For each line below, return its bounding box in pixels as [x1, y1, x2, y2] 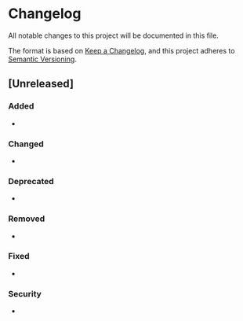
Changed [8, 138, 45, 149]
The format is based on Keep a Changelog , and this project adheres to [8, 46, 235, 55]
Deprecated [8, 175, 55, 186]
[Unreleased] [8, 77, 74, 90]
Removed [8, 213, 45, 224]
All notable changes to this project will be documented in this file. [8, 31, 219, 40]
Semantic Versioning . [8, 54, 77, 64]
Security [8, 288, 42, 299]
